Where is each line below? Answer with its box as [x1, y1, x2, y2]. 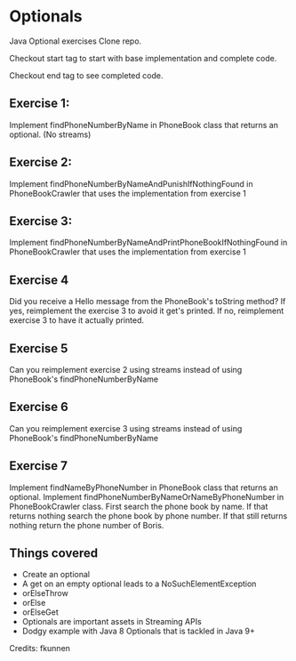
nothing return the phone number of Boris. [9, 520, 164, 530]
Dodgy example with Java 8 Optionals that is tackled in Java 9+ [21, 625, 255, 637]
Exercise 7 [9, 458, 68, 473]
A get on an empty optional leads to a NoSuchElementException [21, 578, 257, 589]
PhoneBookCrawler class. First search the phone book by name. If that [9, 501, 268, 512]
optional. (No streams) [9, 129, 92, 140]
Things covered [9, 545, 99, 561]
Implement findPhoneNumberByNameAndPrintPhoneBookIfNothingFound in [9, 238, 288, 248]
